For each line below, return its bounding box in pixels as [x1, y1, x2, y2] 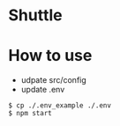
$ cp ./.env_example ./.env [8, 101, 112, 110]
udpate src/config [20, 75, 87, 85]
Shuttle [8, 5, 63, 26]
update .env [20, 85, 65, 95]
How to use [8, 46, 93, 66]
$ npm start [8, 109, 52, 118]
